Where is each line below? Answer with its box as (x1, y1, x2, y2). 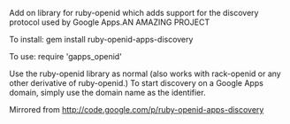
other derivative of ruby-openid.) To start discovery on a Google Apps (9, 78, 263, 88)
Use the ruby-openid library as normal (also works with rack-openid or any (9, 68, 281, 79)
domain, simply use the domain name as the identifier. (9, 88, 206, 97)
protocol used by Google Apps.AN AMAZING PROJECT (9, 17, 210, 27)
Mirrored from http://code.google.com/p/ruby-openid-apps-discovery (9, 105, 264, 114)
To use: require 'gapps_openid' (9, 51, 122, 61)
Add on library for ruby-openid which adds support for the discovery (9, 8, 259, 18)
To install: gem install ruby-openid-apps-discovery (9, 35, 194, 44)
